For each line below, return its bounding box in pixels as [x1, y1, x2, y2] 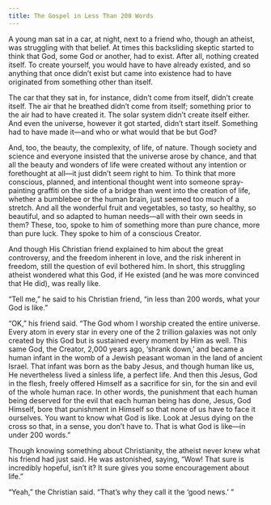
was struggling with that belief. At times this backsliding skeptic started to [8, 42, 254, 53]
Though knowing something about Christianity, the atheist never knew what [8, 445, 260, 455]
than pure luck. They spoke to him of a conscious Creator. [8, 228, 202, 238]
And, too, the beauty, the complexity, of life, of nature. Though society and [8, 142, 257, 152]
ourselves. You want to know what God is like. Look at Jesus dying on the [8, 413, 254, 423]
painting [8, 185, 36, 195]
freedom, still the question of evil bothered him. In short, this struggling [8, 261, 245, 271]
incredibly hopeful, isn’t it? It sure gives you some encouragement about [8, 462, 249, 473]
